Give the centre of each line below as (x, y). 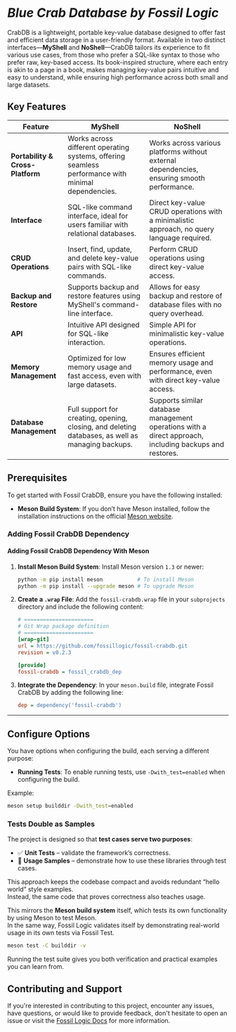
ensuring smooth (177, 178)
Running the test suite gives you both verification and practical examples (112, 959)
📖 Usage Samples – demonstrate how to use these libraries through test (122, 861)
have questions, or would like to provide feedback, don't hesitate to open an (117, 1013)
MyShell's (84, 304)
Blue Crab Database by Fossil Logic (113, 13)
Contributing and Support (65, 989)
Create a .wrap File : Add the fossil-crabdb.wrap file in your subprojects (121, 600)
